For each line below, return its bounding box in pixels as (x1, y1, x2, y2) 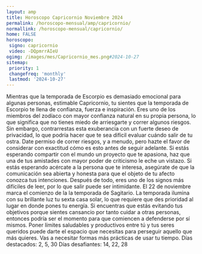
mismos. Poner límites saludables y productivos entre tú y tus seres (6, 221, 175, 229)
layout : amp (6, 8, 36, 15)
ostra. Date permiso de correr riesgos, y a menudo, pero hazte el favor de (6, 138, 191, 145)
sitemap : (6, 59, 28, 65)
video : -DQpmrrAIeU (8, 48, 59, 54)
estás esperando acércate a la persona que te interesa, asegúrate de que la (6, 164, 195, 171)
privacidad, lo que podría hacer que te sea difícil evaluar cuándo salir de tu (6, 131, 193, 139)
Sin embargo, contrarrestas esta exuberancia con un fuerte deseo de (6, 125, 179, 132)
